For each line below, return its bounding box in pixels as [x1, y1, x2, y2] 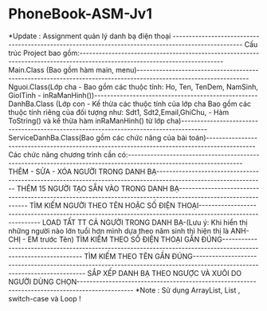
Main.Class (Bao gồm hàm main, [8, 65, 114, 74]
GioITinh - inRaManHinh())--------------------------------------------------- [8, 90, 258, 100]
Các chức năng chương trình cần [8, 149, 116, 159]
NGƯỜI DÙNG [8, 277, 54, 286]
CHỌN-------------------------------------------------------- [55, 277, 257, 286]
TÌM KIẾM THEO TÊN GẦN [84, 251, 171, 261]
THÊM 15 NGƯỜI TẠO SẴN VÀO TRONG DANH [16, 183, 169, 193]
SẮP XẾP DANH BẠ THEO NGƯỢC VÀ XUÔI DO [87, 268, 241, 278]
